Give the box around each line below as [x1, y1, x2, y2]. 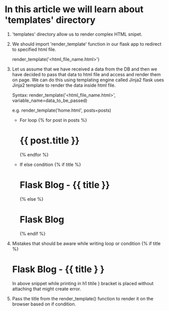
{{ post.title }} [19, 135, 79, 147]
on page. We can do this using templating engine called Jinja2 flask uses [12, 77, 164, 83]
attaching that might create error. [12, 286, 81, 292]
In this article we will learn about [5, 4, 144, 15]
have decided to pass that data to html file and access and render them [12, 71, 161, 77]
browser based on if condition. [12, 301, 76, 307]
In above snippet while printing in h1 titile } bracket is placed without [12, 280, 154, 286]
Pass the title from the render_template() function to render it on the [12, 295, 154, 301]
